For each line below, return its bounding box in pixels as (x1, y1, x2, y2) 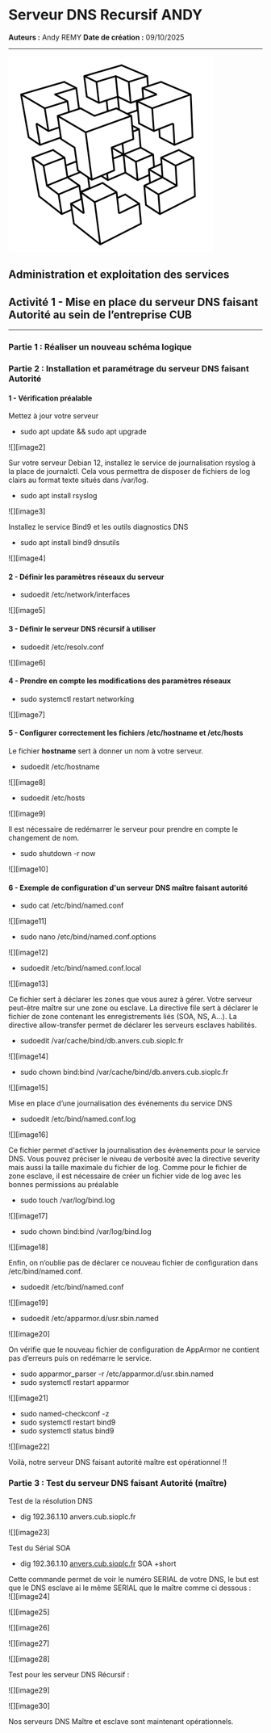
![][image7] (8, 709, 46, 720)
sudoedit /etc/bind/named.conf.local (19, 963, 142, 973)
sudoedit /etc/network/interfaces (19, 590, 131, 599)
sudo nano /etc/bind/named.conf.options (19, 932, 156, 942)
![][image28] (8, 1654, 50, 1664)
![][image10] (8, 864, 48, 874)
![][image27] (8, 1638, 50, 1648)
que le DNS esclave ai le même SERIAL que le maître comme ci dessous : (8, 1583, 252, 1592)
